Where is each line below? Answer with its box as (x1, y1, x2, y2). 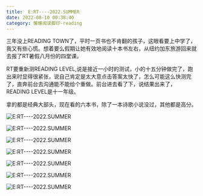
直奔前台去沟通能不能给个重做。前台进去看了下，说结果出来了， (16, 80, 176, 88)
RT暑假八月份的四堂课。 (22, 53, 83, 60)
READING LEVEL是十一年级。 (6, 88, 80, 96)
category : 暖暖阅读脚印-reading (6, 20, 83, 26)
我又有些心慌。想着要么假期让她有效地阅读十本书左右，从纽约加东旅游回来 (6, 45, 192, 52)
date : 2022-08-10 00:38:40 (6, 15, 74, 21)
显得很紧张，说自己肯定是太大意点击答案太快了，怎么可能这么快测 (22, 73, 186, 80)
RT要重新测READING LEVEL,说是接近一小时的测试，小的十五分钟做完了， (6, 65, 188, 73)
